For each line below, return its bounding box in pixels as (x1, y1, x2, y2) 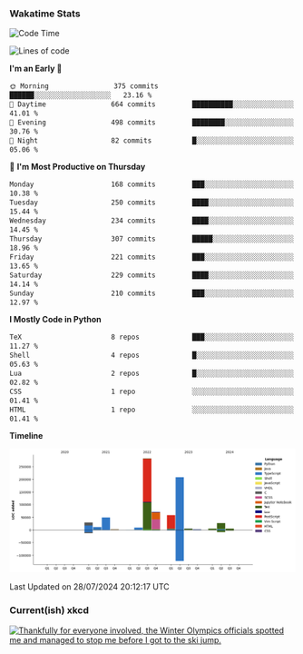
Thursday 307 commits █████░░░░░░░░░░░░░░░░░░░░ (9, 234, 295, 243)
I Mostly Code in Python (9, 314, 102, 325)
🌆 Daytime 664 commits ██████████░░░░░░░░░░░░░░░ (9, 100, 295, 109)
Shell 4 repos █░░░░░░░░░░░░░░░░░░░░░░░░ (9, 351, 295, 361)
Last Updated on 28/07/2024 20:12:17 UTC (9, 581, 170, 592)
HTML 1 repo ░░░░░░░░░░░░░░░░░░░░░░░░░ (9, 405, 295, 415)
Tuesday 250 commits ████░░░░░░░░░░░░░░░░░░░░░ (9, 198, 295, 207)
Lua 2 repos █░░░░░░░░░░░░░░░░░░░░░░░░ (9, 369, 295, 379)
